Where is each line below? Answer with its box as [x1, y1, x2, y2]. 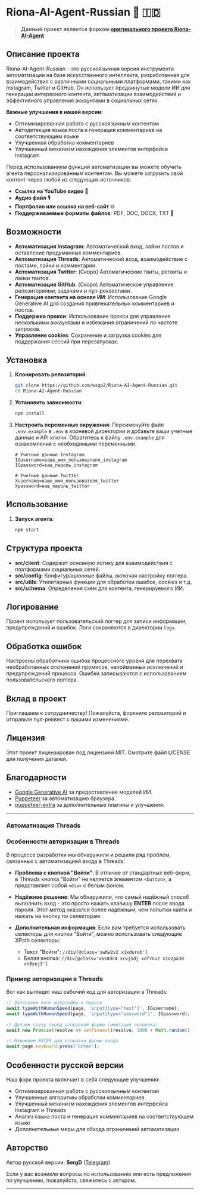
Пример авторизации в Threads [6, 975, 103, 983]
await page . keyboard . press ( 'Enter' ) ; [6, 1043, 100, 1050]
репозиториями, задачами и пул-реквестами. [14, 287, 132, 294]
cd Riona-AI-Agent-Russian [14, 388, 82, 394]
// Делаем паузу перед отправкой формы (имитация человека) [6, 1021, 159, 1028]
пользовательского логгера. [6, 676, 79, 683]
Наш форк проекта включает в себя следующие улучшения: [6, 1076, 160, 1083]
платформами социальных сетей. [14, 566, 101, 573]
